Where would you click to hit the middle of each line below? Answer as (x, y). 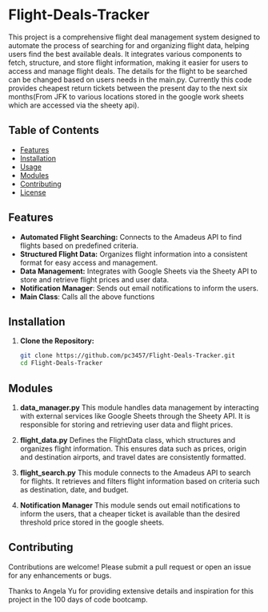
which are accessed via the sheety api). (74, 105)
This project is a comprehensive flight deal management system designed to (134, 37)
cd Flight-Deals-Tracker (61, 363)
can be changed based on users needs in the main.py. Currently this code (130, 79)
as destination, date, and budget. (74, 489)
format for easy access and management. (89, 262)
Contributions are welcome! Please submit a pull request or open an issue (130, 566)
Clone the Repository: (57, 341)
